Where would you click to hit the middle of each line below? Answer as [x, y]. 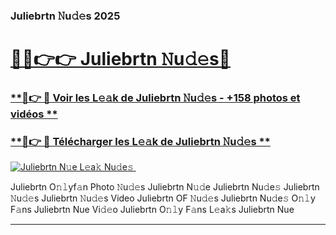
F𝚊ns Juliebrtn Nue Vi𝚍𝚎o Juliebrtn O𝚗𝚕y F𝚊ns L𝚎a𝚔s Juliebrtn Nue [152, 210]
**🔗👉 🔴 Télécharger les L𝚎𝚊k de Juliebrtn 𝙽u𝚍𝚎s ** [140, 141]
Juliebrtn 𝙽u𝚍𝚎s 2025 [65, 16]
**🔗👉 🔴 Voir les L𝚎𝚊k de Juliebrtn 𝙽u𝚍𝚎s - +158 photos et [155, 98]
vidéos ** [34, 114]
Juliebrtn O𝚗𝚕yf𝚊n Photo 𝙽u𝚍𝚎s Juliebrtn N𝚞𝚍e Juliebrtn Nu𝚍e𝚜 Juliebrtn [165, 187]
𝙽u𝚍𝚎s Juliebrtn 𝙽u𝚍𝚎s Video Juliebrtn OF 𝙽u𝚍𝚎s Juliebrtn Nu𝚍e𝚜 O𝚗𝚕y [163, 198]
